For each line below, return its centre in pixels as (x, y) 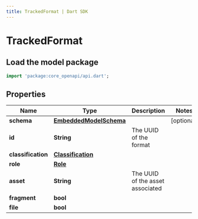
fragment (23, 198)
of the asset (148, 181)
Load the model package (52, 62)
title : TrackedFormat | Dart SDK (47, 11)
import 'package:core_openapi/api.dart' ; (58, 76)
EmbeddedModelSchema (90, 121)
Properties (26, 94)
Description (148, 111)
